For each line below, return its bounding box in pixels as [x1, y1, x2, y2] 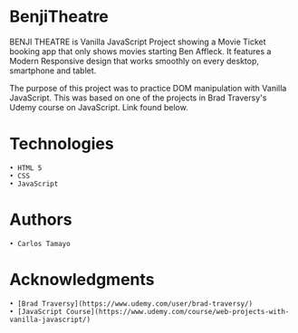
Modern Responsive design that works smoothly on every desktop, [9, 55, 260, 66]
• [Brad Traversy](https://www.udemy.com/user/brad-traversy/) [9, 299, 254, 309]
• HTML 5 [9, 163, 43, 173]
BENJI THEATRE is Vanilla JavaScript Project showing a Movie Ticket [9, 36, 266, 47]
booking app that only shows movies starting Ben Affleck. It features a [9, 45, 272, 56]
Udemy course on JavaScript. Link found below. [9, 101, 188, 112]
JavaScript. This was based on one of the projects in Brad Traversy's [9, 92, 267, 103]
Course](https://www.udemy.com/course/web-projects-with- [66, 307, 290, 316]
